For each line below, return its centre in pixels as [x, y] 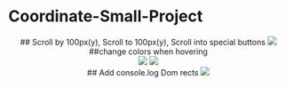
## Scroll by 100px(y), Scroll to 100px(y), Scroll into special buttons [143, 42]
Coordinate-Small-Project [106, 16]
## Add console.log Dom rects [143, 72]
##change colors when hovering [148, 51]
